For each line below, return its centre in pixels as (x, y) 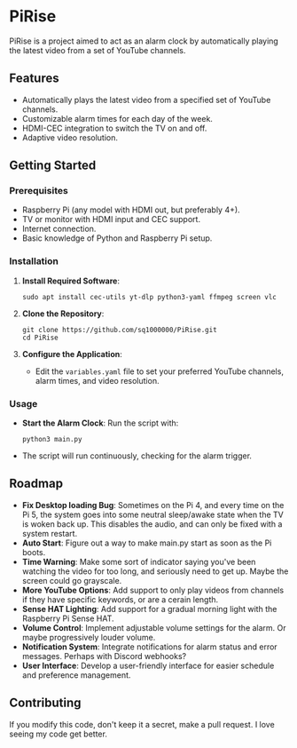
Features (34, 79)
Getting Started (53, 166)
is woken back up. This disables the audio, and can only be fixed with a (152, 524)
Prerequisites (39, 191)
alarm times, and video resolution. (97, 380)
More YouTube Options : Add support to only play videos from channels (153, 590)
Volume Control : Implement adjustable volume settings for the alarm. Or (154, 627)
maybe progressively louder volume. (89, 637)
